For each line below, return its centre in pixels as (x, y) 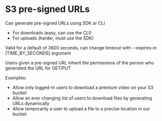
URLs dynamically (31, 103)
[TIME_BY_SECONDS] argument (38, 53)
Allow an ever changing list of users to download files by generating (82, 98)
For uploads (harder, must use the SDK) (53, 38)
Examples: (16, 77)
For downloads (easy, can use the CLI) (52, 32)
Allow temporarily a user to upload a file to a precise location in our (81, 108)
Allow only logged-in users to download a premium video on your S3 (83, 87)
